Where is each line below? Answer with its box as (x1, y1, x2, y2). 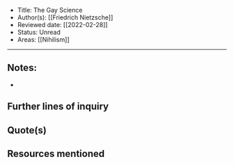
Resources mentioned (7, 147, 105, 159)
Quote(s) (7, 124, 47, 136)
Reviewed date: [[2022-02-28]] (17, 21, 108, 28)
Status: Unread (17, 28, 61, 36)
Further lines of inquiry (7, 101, 109, 113)
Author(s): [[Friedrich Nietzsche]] (17, 13, 114, 22)
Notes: (7, 62, 37, 74)
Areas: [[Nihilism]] (17, 35, 70, 44)
